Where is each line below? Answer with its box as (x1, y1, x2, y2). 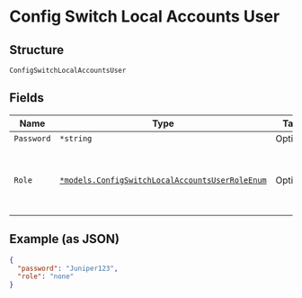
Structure (9, 42, 65, 58)
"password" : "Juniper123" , (17, 264, 119, 273)
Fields (9, 90, 45, 105)
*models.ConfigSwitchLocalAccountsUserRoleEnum (59, 175, 267, 185)
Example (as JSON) (9, 231, 120, 247)
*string (59, 133, 93, 143)
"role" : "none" (17, 272, 75, 281)
